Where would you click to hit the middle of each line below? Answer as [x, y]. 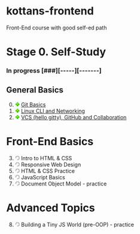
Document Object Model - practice [64, 184]
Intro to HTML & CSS [46, 158]
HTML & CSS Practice [48, 171]
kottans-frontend [50, 11]
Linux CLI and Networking [53, 111]
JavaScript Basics [43, 177]
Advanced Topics [51, 208]
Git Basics [33, 104]
